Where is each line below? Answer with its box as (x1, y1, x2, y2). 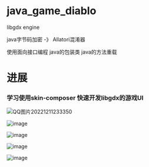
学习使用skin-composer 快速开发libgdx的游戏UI (6, 94, 144, 102)
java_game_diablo (6, 4, 97, 18)
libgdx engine (6, 24, 40, 31)
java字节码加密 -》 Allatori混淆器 (6, 35, 85, 42)
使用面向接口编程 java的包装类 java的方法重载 (6, 48, 117, 55)
